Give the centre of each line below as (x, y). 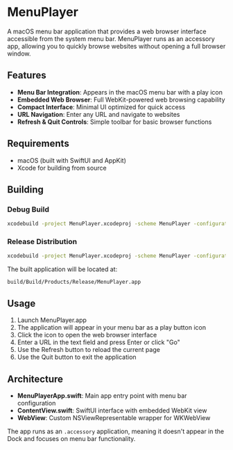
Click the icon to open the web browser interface (87, 335)
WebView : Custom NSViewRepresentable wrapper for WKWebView (114, 417)
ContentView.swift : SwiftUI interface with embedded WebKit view (112, 410)
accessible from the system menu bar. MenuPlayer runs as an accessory (111, 38)
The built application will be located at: (62, 269)
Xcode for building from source (62, 168)
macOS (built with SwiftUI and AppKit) (72, 160)
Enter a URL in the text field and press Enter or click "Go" (98, 342)
